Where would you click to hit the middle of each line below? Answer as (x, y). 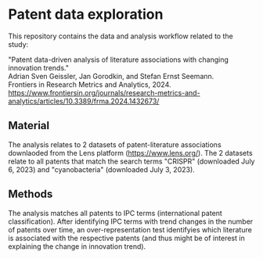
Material (29, 126)
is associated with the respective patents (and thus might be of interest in (126, 238)
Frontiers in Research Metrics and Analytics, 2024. (90, 85)
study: (18, 44)
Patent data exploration (86, 14)
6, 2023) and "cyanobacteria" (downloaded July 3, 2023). (102, 169)
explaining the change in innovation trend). (77, 246)
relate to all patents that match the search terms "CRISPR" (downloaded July (131, 161)
